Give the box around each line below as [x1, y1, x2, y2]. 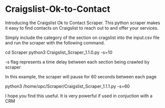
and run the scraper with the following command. [5, 39, 105, 45]
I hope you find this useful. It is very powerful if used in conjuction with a [5, 93, 153, 99]
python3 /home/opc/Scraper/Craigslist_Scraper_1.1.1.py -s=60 [5, 83, 130, 89]
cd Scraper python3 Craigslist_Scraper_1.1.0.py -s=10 [5, 49, 113, 55]
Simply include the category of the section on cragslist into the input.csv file [5, 35, 160, 40]
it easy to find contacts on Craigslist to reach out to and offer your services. [5, 25, 159, 31]
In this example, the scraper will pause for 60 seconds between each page [5, 73, 157, 79]
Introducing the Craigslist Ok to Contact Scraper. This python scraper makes [5, 20, 161, 26]
